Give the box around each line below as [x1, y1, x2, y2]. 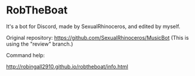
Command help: [6, 51, 45, 58]
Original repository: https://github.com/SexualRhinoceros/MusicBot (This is [6, 34, 189, 41]
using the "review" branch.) [6, 40, 73, 47]
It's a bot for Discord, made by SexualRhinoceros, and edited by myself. [6, 23, 181, 30]
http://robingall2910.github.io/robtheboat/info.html [6, 63, 128, 70]
